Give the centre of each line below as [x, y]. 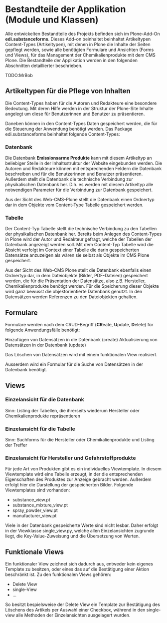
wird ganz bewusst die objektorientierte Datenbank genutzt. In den [74, 292]
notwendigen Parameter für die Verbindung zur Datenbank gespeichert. [79, 190]
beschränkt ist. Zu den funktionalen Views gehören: [58, 574]
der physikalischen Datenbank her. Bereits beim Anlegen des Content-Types [83, 234]
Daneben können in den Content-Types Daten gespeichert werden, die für [81, 123]
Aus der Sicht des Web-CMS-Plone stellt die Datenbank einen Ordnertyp [80, 200]
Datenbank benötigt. [26, 370]
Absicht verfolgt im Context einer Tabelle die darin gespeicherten [72, 250]
